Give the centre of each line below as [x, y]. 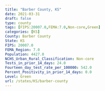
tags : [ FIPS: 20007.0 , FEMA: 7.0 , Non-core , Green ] [53, 27]
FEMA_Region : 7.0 [22, 50]
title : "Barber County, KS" [33, 9]
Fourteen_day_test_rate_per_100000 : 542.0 [48, 68]
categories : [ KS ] [22, 32]
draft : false [18, 18]
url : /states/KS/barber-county [37, 81]
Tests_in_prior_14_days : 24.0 [36, 63]
